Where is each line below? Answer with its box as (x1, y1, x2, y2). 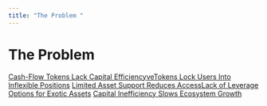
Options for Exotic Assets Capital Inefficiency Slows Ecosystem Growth (8, 89, 242, 98)
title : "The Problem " (8, 11, 84, 20)
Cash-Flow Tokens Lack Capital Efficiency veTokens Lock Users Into (8, 72, 231, 81)
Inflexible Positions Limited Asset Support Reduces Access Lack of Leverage (8, 80, 259, 89)
